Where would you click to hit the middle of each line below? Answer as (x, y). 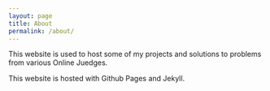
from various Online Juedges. (58, 63)
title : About (30, 24)
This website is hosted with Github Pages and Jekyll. (97, 79)
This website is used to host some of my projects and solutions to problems (135, 54)
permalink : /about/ (41, 31)
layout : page (30, 16)
